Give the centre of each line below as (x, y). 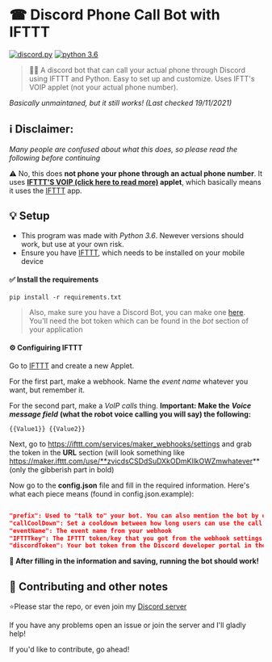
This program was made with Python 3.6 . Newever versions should (132, 235)
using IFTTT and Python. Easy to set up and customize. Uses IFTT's (142, 78)
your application (56, 329)
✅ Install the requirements (54, 279)
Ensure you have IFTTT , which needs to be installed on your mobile (133, 253)
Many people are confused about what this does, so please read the (123, 149)
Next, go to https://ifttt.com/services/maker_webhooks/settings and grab (131, 444)
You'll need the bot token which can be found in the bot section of (139, 321)
